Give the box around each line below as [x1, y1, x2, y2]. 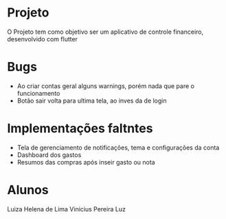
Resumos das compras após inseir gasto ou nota [16, 158, 156, 166]
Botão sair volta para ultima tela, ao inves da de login [16, 96, 167, 105]
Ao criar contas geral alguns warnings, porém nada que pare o [16, 81, 194, 90]
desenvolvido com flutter [7, 34, 78, 43]
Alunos [7, 182, 49, 198]
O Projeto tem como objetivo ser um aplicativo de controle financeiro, [7, 28, 204, 36]
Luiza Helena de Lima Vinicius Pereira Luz [7, 205, 126, 213]
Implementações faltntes [7, 121, 153, 136]
